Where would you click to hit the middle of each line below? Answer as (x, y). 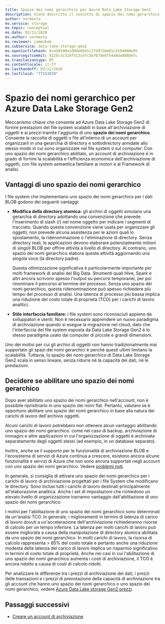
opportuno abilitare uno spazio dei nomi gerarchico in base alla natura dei (80, 411)
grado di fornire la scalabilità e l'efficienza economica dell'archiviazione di (80, 158)
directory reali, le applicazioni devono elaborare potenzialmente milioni (84, 243)
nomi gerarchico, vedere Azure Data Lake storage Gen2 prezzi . (69, 589)
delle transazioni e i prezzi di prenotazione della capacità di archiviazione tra (83, 579)
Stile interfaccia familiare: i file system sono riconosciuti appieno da (82, 314)
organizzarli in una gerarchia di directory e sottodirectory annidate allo (77, 143)
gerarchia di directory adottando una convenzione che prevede (76, 217)
